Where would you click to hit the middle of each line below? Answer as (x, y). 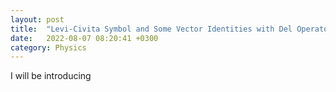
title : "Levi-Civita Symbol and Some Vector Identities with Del (151, 29)
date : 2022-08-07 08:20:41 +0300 (84, 38)
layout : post (37, 19)
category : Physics (48, 47)
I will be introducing (51, 76)
